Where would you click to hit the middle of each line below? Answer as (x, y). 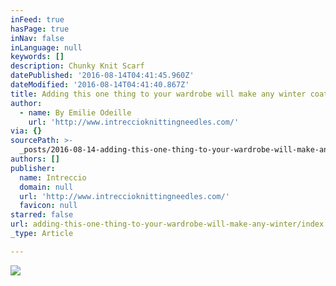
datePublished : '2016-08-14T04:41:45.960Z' (102, 76)
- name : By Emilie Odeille (75, 112)
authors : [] (35, 159)
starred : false (42, 215)
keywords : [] (37, 57)
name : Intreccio (53, 177)
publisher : (33, 168)
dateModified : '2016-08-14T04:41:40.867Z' (100, 85)
